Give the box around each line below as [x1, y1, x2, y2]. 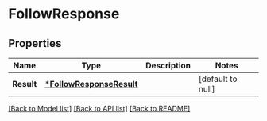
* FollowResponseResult [44, 79, 138, 89]
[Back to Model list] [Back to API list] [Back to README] [8, 104, 191, 113]
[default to [198, 73, 238, 84]
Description [145, 60, 191, 71]
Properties [8, 37, 62, 50]
